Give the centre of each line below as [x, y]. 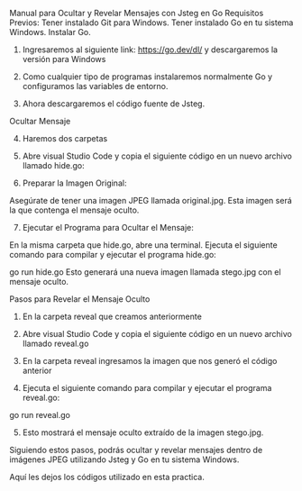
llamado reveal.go [55, 343]
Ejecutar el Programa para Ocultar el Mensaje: [108, 227]
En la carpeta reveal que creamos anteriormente [112, 316]
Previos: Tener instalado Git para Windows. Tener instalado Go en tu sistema [151, 23]
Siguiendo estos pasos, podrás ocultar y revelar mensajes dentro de [136, 450]
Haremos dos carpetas [65, 138]
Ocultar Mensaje [40, 121]
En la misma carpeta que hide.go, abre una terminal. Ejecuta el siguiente [143, 245]
